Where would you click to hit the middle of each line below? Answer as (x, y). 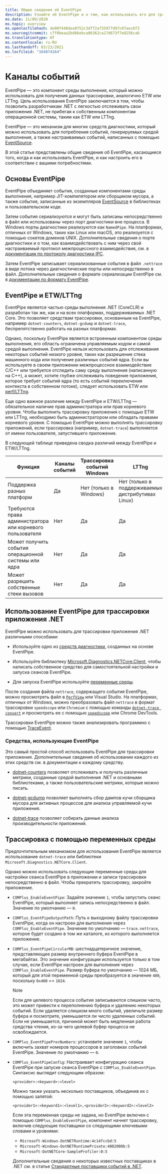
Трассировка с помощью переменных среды (80, 839)
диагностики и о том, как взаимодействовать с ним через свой (73, 243)
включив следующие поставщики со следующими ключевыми (80, 1125)
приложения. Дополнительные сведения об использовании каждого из (82, 757)
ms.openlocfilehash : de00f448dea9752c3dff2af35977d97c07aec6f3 (72, 29)
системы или (23, 561)
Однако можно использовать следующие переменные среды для (76, 871)
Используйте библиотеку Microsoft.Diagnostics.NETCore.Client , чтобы (86, 661)
